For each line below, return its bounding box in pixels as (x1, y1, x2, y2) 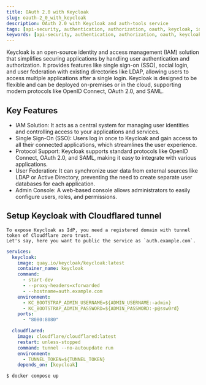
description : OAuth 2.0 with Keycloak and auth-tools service (6, 20, 169, 26)
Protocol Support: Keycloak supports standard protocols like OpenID (15, 148, 188, 155)
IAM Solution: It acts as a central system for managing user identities (15, 121, 189, 129)
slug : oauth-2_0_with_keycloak (6, 15, 86, 21)
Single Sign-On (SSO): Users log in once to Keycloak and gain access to (15, 134, 197, 141)
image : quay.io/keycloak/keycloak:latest (17, 260, 124, 266)
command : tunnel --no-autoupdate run (17, 345, 114, 351)
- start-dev (22, 277, 53, 283)
